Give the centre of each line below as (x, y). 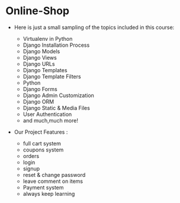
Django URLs (39, 64)
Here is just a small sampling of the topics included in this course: (94, 27)
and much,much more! (50, 120)
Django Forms (40, 89)
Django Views (40, 57)
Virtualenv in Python (48, 38)
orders (31, 156)
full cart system (42, 143)
